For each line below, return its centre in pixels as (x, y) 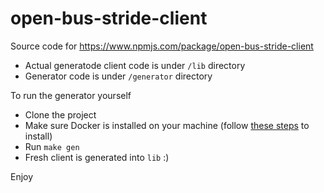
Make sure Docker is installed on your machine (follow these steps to (167, 125)
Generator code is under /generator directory (118, 76)
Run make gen (52, 146)
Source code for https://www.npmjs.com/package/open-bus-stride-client (162, 46)
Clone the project (60, 114)
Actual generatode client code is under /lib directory (135, 65)
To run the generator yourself (71, 95)
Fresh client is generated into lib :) (97, 157)
